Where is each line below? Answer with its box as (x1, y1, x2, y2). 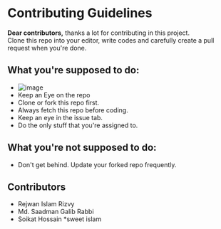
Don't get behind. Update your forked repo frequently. (17, 160, 177, 169)
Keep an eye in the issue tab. (17, 113, 103, 122)
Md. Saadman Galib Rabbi (17, 208, 94, 216)
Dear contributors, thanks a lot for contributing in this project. (7, 28, 190, 37)
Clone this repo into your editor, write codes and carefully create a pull (7, 36, 215, 44)
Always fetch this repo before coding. (17, 105, 128, 114)
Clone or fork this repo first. (17, 98, 100, 107)
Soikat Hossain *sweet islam (17, 215, 102, 223)
